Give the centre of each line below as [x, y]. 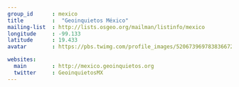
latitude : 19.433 [43, 40]
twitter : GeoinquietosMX [58, 72]
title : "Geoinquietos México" [68, 21]
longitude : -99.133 [44, 34]
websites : [22, 60]
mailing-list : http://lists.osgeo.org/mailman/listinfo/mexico [106, 27]
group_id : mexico [43, 14]
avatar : [31, 47]
